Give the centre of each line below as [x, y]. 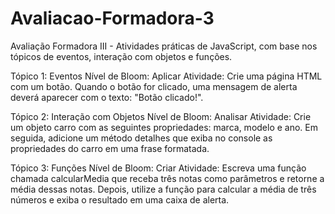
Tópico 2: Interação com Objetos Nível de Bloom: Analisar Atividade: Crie [161, 116]
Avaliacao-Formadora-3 [112, 18]
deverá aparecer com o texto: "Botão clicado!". [107, 97]
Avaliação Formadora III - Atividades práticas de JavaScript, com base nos [164, 46]
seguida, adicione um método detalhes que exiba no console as [141, 138]
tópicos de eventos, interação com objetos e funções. [121, 56]
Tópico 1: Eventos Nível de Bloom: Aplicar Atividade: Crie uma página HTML [166, 76]
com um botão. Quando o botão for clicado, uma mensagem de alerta [154, 86]
